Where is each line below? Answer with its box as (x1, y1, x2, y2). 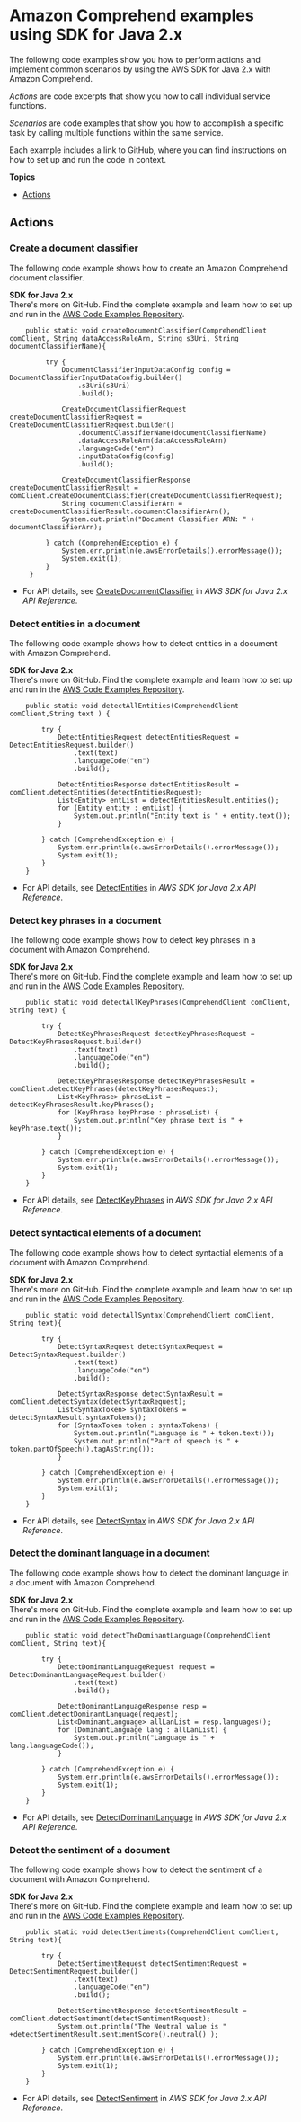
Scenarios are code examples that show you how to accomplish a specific (9, 118, 285, 129)
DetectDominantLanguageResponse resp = (57, 1701, 207, 1710)
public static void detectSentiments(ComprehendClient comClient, (25, 1928, 279, 1937)
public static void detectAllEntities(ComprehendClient (25, 701, 240, 710)
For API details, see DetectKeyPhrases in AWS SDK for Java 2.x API (22, 1194, 273, 1205)
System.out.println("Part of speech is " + (73, 1436, 240, 1445)
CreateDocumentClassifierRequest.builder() (9, 420, 175, 430)
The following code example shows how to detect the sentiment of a (9, 1864, 263, 1875)
